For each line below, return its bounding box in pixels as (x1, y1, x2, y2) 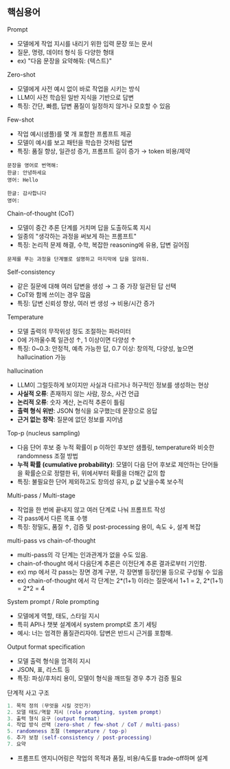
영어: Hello (7, 176, 38, 184)
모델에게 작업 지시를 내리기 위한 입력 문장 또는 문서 (16, 39, 153, 47)
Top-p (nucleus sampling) (7, 429, 80, 437)
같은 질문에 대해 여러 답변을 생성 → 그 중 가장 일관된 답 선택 (16, 281, 176, 290)
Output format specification (7, 642, 85, 651)
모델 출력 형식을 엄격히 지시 (16, 656, 91, 665)
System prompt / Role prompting (7, 597, 100, 605)
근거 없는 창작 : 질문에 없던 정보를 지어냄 (16, 415, 124, 423)
